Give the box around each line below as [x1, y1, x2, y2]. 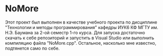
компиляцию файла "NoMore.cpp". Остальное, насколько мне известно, [5, 40, 157, 46]
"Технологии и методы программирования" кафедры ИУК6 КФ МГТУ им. [5, 24, 159, 30]
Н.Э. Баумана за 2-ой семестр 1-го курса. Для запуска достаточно [5, 29, 145, 35]
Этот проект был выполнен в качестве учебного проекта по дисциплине [5, 19, 158, 25]
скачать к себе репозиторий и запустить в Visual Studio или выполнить [5, 35, 154, 41]
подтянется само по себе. [5, 45, 60, 51]
